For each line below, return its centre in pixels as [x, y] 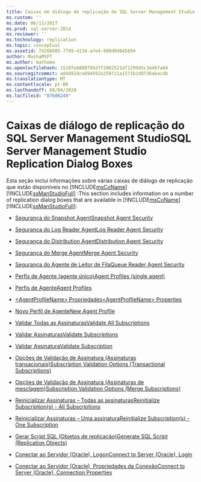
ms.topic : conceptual [33, 46]
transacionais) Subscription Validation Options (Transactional [90, 364]
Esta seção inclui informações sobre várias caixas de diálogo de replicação [100, 181]
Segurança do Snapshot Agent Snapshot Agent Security [84, 218]
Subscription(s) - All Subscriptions [57, 406]
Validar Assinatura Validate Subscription [64, 346]
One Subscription [37, 424]
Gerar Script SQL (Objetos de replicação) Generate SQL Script [91, 436]
